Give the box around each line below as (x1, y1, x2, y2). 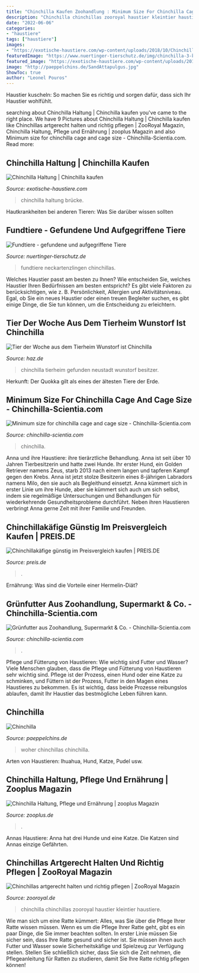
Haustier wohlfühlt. (6, 97, 53, 105)
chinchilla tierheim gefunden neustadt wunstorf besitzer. (20, 366, 159, 373)
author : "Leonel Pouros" (6, 75, 68, 81)
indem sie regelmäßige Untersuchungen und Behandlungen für (6, 492, 160, 500)
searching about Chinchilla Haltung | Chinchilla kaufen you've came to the (6, 109, 187, 116)
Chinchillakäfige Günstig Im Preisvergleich (6, 522, 167, 532)
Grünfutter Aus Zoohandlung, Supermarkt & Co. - (6, 599, 192, 609)
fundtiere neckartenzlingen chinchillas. (20, 264, 116, 271)
